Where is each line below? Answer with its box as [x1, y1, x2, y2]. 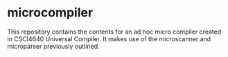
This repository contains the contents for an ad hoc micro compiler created [7, 27, 222, 36]
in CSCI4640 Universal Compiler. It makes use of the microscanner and [7, 34, 211, 43]
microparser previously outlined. [7, 42, 100, 50]
